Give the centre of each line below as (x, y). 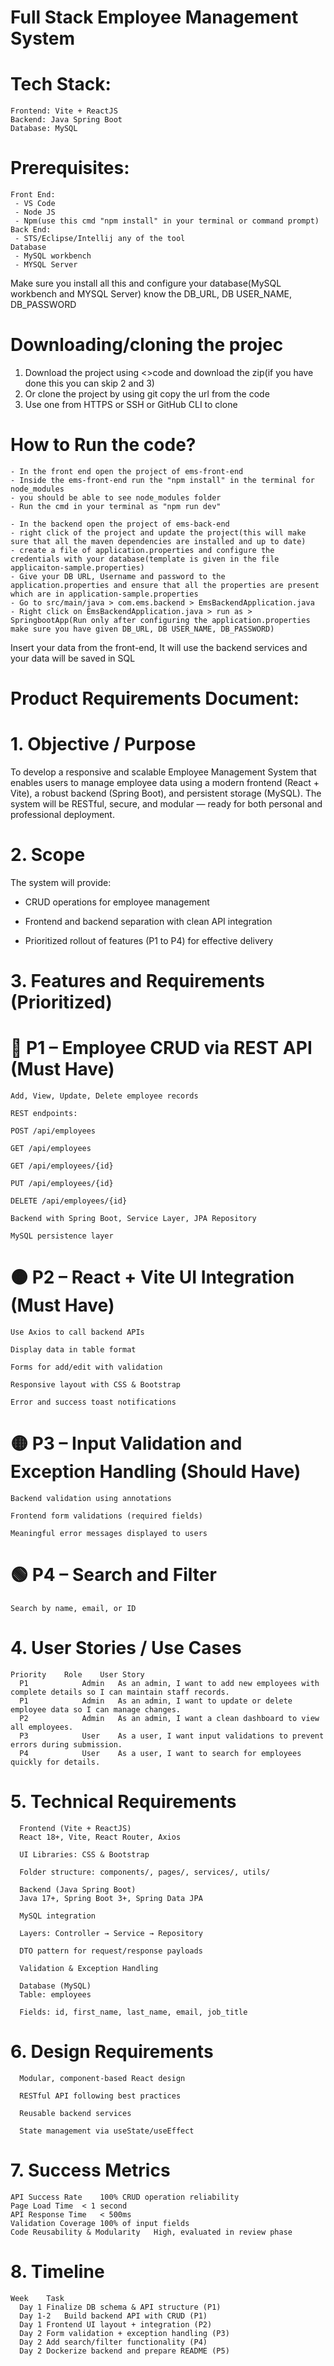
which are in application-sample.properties (104, 594)
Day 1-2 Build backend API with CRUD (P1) (113, 2316)
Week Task (37, 2298)
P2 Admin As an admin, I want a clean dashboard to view (169, 1718)
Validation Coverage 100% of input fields (100, 2223)
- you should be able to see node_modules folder (116, 497)
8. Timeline (57, 2271)
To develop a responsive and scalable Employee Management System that (163, 772)
